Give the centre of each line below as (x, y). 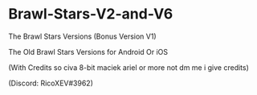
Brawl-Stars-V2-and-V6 (91, 14)
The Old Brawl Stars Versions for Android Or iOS (88, 52)
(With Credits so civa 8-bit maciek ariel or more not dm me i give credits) (128, 67)
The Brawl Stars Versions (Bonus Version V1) (82, 36)
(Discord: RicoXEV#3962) (51, 83)
